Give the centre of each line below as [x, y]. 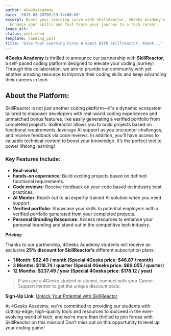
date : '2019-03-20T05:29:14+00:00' [43, 15]
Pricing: [14, 234]
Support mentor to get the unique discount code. [69, 286]
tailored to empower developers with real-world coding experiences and [81, 114]
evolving [14, 317]
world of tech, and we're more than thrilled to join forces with [89, 317]
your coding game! [25, 327]
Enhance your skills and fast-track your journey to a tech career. [84, 24]
